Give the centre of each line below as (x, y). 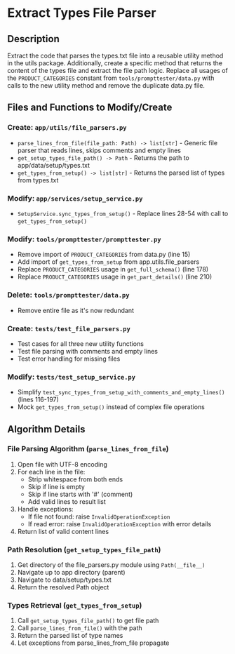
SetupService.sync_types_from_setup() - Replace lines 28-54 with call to (123, 213)
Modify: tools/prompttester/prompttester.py (84, 239)
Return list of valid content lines (63, 531)
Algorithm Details (46, 429)
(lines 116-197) (38, 400)
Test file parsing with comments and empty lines (87, 351)
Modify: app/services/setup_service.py (75, 198)
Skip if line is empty (56, 486)
